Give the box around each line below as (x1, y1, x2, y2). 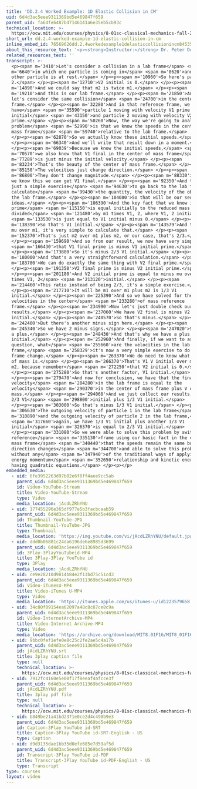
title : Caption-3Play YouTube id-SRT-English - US (16, 730, 143, 736)
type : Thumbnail (16, 528, 57, 534)
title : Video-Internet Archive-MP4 (16, 621, 104, 627)
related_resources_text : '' (6, 52, 75, 58)
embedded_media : (6, 468, 46, 474)
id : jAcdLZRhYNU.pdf (16, 686, 67, 693)
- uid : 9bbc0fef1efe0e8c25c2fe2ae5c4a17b (11, 637, 114, 643)
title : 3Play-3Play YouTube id (16, 555, 93, 561)
